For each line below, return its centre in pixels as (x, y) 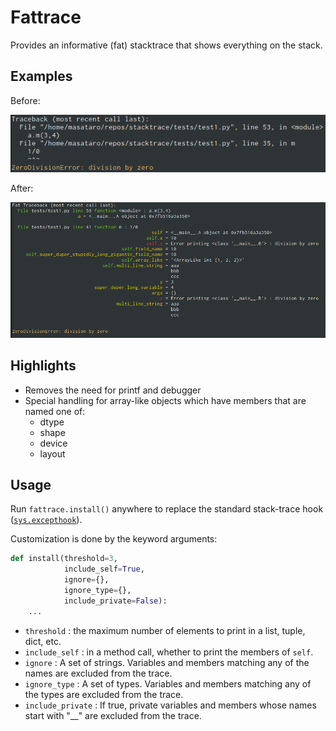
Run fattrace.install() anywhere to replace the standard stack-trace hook (167, 509)
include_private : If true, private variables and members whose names (170, 705)
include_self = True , (104, 569)
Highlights (43, 366)
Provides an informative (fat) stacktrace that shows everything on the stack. (166, 45)
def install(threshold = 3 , (64, 559)
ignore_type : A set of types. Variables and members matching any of (168, 683)
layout (52, 453)
